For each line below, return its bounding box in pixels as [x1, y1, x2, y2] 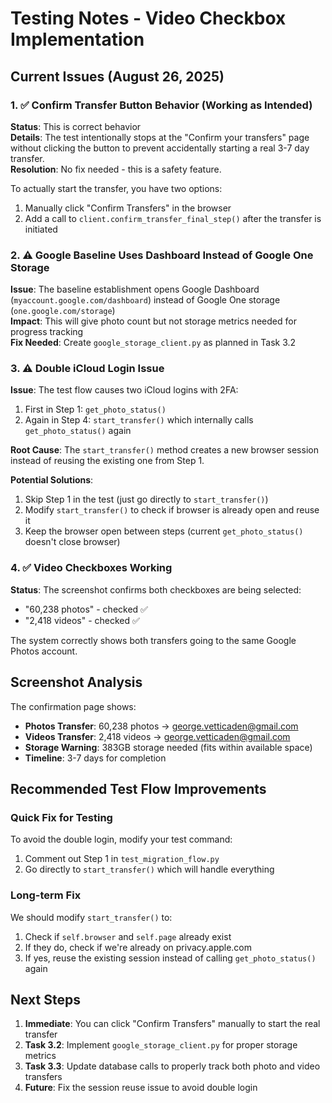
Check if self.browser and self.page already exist [24, 930, 232, 942]
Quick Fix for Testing [10, 810, 113, 824]
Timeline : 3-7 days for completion [24, 752, 167, 764]
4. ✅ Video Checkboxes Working [10, 561, 173, 575]
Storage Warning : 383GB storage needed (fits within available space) [24, 741, 313, 753]
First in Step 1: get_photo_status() [24, 403, 167, 416]
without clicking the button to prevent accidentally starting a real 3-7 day [10, 142, 310, 154]
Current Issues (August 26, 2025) [10, 68, 225, 85]
